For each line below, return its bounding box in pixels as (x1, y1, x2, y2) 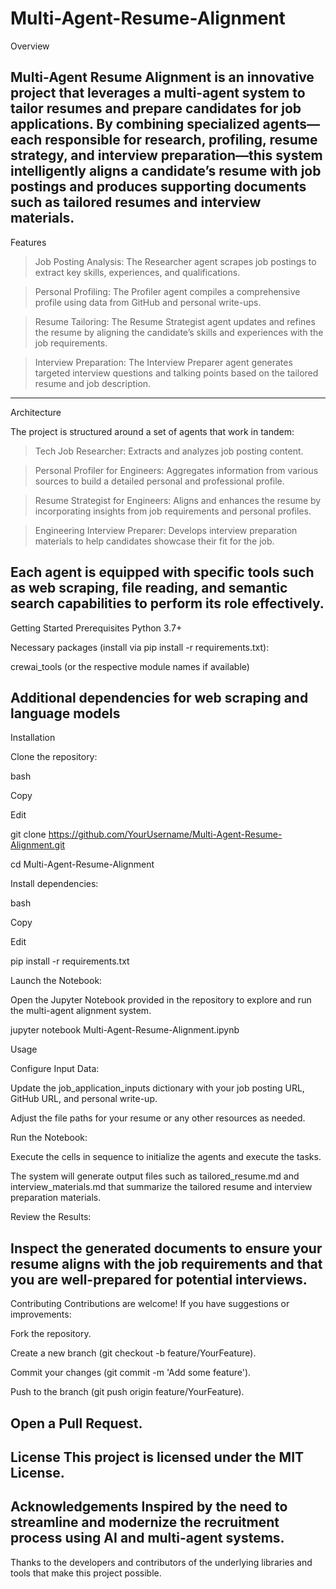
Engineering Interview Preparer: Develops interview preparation (34, 524, 298, 536)
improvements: (10, 1308, 72, 1321)
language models (10, 705, 121, 722)
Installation (10, 732, 56, 744)
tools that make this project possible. (10, 1567, 162, 1579)
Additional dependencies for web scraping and (10, 689, 309, 706)
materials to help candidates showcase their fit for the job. (34, 535, 275, 547)
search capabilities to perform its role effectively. (10, 595, 325, 612)
